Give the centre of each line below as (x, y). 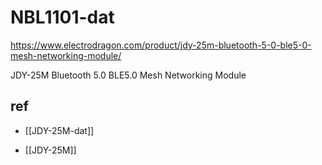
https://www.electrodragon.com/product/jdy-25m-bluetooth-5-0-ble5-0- (161, 45)
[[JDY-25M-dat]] (59, 130)
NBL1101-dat (62, 17)
